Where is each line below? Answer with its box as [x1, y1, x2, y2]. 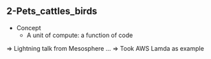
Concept [16, 23, 42, 32]
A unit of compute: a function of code [26, 31, 133, 39]
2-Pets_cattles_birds [6, 5, 98, 17]
